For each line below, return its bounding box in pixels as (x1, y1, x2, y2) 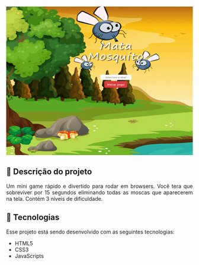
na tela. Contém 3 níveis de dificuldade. (6, 195, 103, 202)
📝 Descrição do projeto (6, 167, 92, 177)
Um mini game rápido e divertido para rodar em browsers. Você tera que (6, 182, 193, 190)
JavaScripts (14, 252, 44, 259)
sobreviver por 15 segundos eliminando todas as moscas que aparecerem (6, 188, 193, 196)
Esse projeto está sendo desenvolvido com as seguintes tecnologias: (6, 228, 175, 235)
